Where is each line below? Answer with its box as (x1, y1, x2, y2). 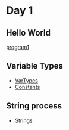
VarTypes (14, 76, 39, 84)
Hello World (6, 28, 51, 38)
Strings (14, 117, 33, 124)
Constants (14, 83, 40, 90)
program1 (6, 43, 30, 51)
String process (6, 101, 62, 111)
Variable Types (6, 61, 64, 71)
